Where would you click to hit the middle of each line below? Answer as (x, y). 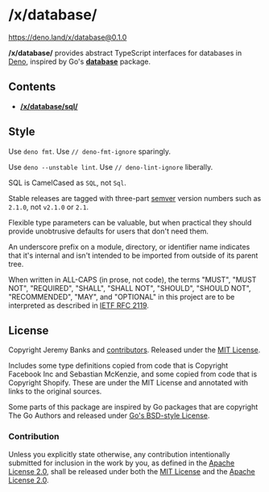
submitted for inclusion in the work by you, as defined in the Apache (122, 463)
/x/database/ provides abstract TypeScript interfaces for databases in (125, 53)
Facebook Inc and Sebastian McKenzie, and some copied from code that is (133, 374)
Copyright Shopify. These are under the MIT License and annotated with (128, 383)
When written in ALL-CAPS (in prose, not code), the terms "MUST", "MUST (132, 280)
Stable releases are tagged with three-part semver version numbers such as (135, 198)
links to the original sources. (55, 391)
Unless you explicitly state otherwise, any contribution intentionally (119, 454)
